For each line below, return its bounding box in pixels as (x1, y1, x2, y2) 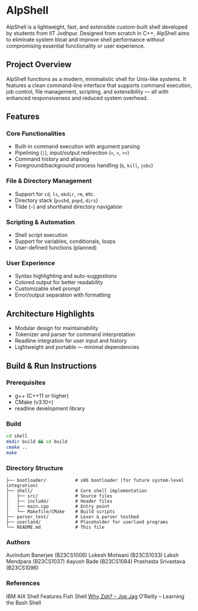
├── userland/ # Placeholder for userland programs (6, 519, 168, 525)
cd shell (6, 433, 28, 439)
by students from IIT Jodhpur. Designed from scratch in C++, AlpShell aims (6, 29, 190, 36)
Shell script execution (14, 232, 68, 239)
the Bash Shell (6, 599, 41, 606)
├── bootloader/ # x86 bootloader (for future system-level (6, 477, 184, 483)
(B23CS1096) (6, 564, 39, 572)
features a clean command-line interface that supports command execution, (6, 82, 193, 89)
